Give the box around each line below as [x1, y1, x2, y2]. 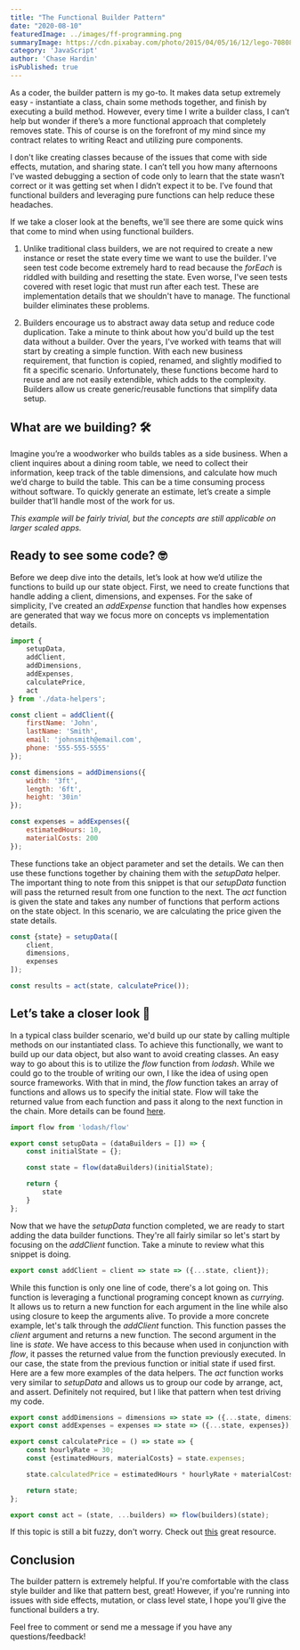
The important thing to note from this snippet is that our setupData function [10, 877, 287, 888]
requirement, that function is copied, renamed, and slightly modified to [22, 355, 282, 365]
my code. [10, 1396, 45, 1407]
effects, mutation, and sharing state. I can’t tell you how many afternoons [10, 161, 279, 172]
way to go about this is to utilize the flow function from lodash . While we [10, 1058, 275, 1069]
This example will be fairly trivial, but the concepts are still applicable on [10, 513, 277, 523]
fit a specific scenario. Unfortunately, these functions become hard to [22, 365, 279, 375]
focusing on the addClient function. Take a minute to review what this [10, 1239, 265, 1250]
